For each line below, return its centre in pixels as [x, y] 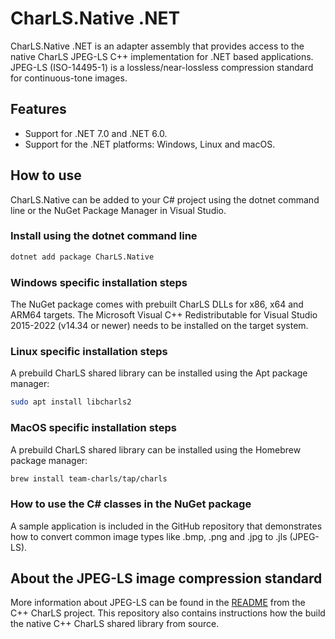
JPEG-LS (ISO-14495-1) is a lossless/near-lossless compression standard [162, 67]
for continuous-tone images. [69, 78]
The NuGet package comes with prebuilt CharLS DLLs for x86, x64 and [157, 304]
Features [38, 109]
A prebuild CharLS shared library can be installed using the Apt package [159, 373]
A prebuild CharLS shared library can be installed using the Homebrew [156, 449]
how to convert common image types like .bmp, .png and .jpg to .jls [149, 536]
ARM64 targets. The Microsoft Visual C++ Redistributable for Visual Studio [164, 315]
